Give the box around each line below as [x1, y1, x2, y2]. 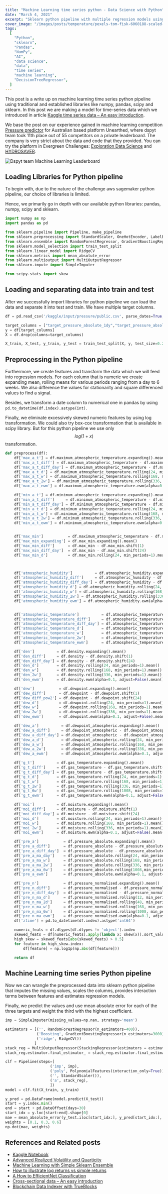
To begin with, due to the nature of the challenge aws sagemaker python [5, 186, 155, 192]
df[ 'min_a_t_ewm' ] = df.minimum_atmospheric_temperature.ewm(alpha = [14, 520, 160, 525]
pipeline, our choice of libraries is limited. [5, 191, 90, 197]
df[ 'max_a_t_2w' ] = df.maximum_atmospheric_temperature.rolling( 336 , [14, 479, 162, 484]
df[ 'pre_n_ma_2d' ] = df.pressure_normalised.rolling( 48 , [14, 900, 144, 905]
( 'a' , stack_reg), [49, 1078, 88, 1083]
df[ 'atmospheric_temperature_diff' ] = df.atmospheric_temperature [14, 616, 164, 622]
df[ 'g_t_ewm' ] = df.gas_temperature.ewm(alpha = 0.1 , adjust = [14, 793, 153, 798]
